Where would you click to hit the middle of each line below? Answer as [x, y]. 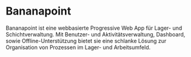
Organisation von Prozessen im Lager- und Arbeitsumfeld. [78, 47]
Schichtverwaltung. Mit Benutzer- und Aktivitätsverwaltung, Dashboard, [95, 34]
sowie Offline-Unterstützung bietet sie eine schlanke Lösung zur [86, 41]
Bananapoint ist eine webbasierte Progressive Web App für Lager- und [94, 28]
